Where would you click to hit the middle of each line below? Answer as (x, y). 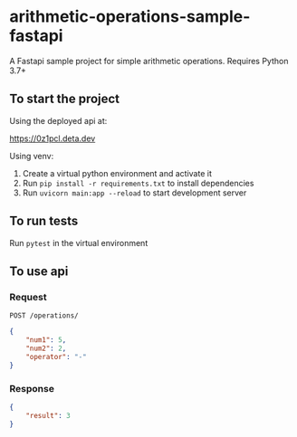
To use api (39, 271)
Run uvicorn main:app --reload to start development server (134, 193)
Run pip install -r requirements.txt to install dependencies (138, 183)
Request (28, 297)
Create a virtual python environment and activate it (117, 173)
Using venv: (32, 156)
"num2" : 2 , (46, 348)
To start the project (65, 99)
